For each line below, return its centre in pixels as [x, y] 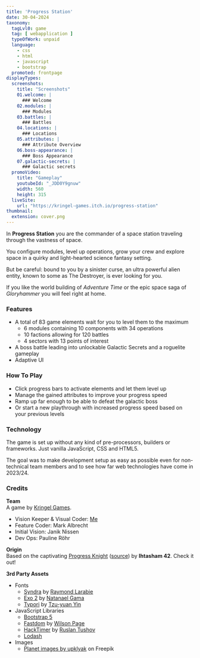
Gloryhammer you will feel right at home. [56, 294]
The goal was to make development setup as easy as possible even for [93, 460]
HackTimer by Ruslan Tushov [60, 630]
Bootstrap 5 [38, 617]
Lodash [33, 636]
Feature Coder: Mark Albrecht [51, 526]
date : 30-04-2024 [28, 17]
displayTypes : [24, 78]
